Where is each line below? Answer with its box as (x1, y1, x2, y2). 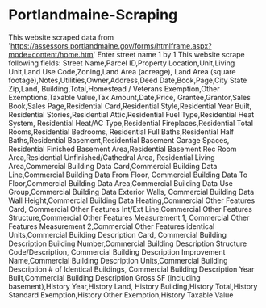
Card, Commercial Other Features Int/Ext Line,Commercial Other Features (8, 204, 252, 213)
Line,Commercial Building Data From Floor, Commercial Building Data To (8, 170, 248, 179)
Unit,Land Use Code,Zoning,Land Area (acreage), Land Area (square (8, 66, 236, 76)
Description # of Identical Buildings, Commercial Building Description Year (8, 264, 255, 274)
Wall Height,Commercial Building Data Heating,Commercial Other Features (8, 196, 256, 205)
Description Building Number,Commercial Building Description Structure (8, 238, 247, 248)
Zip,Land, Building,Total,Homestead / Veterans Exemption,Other (8, 83, 220, 94)
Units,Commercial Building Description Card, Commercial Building (8, 230, 227, 239)
